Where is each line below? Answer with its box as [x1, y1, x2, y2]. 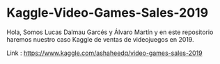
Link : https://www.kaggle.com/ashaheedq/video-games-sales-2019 [6, 49, 203, 57]
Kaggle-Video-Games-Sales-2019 [6, 5, 209, 21]
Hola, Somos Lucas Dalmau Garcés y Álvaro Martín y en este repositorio [6, 28, 214, 36]
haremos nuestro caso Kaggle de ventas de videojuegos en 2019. [6, 35, 194, 43]
